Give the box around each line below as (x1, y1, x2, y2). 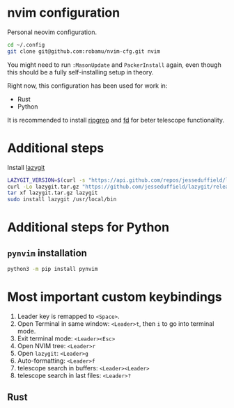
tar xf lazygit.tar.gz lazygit (7, 189, 98, 196)
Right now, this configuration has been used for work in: (7, 81, 168, 90)
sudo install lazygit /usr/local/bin (7, 196, 117, 203)
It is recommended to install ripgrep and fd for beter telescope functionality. (7, 116, 225, 124)
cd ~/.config (7, 41, 45, 48)
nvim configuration (7, 5, 120, 21)
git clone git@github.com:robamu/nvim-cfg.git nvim (7, 47, 160, 55)
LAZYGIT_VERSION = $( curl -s (7, 176, 86, 184)
